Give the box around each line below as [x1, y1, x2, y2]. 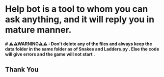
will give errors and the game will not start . [5, 51, 95, 57]
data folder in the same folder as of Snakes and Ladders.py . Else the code [5, 46, 160, 52]
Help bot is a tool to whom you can [5, 3, 148, 15]
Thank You [5, 65, 39, 74]
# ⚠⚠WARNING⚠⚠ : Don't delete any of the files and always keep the [5, 41, 152, 47]
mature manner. [5, 25, 72, 35]
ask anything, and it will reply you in [5, 14, 155, 25]
